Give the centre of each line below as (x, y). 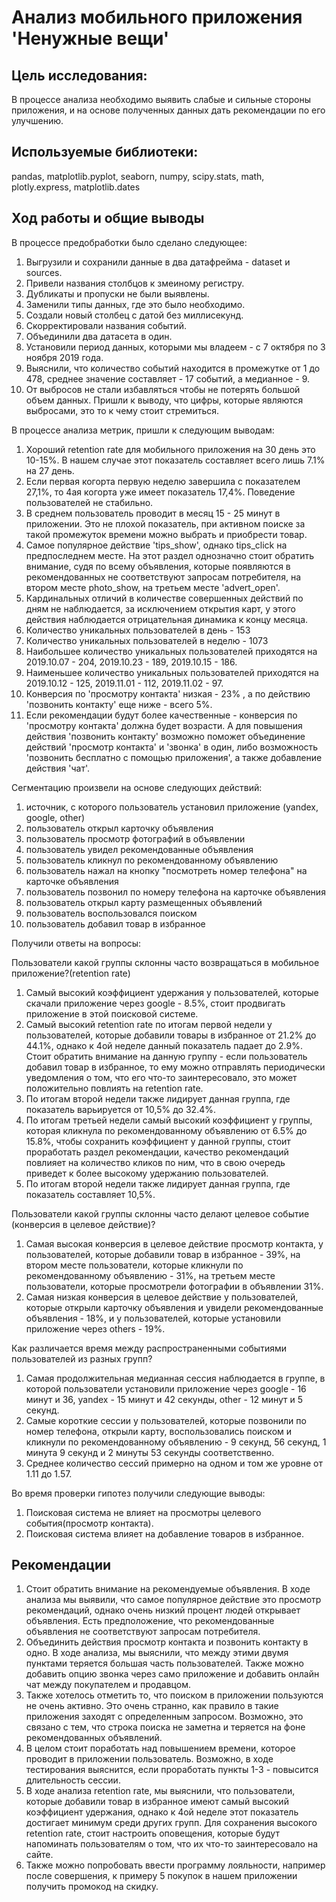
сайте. (39, 1855)
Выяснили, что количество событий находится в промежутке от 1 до (173, 368)
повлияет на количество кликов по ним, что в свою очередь (155, 1162)
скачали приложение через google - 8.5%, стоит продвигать (155, 1003)
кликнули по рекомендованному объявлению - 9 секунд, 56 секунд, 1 (176, 1442)
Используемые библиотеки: (105, 152)
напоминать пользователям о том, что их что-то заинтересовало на (172, 1844)
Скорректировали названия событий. (106, 325)
